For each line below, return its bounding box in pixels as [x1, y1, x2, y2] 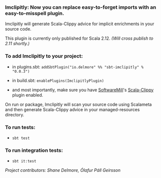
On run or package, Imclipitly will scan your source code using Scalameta [5, 101, 152, 107]
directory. [5, 112, 24, 117]
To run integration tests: [5, 147, 63, 154]
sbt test [12, 135, 30, 141]
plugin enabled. [12, 92, 44, 98]
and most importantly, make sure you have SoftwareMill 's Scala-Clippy [12, 87, 154, 93]
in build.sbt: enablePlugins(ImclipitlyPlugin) [12, 77, 104, 83]
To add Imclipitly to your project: [5, 53, 83, 60]
